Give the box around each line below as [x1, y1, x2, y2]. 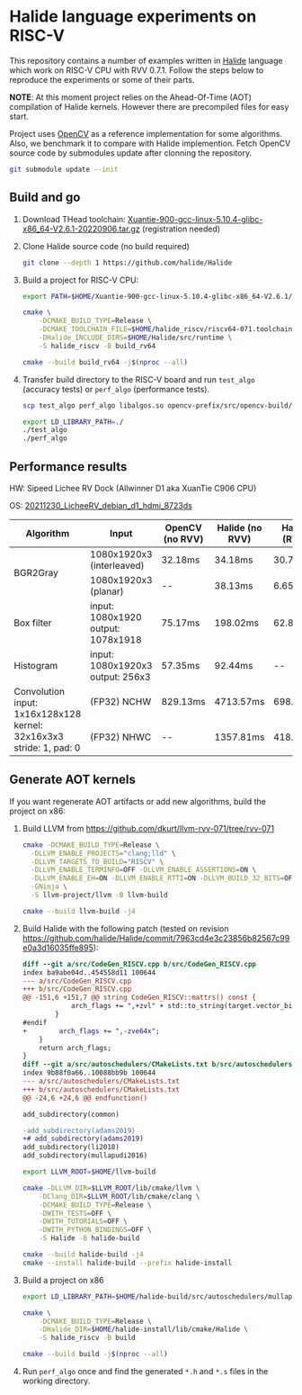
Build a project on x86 [22, 1274, 104, 1285]
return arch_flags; [39, 1043, 112, 1052]
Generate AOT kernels [9, 772, 137, 787]
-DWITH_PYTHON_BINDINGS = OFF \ [39, 1226, 152, 1235]
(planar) [89, 585, 124, 598]
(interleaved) [89, 559, 145, 571]
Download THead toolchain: [22, 213, 126, 224]
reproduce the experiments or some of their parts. [9, 74, 195, 85]
